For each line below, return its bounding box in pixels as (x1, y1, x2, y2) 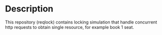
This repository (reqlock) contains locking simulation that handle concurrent (5, 19, 157, 25)
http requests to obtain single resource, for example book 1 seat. (5, 24, 134, 30)
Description (5, 3, 54, 14)
